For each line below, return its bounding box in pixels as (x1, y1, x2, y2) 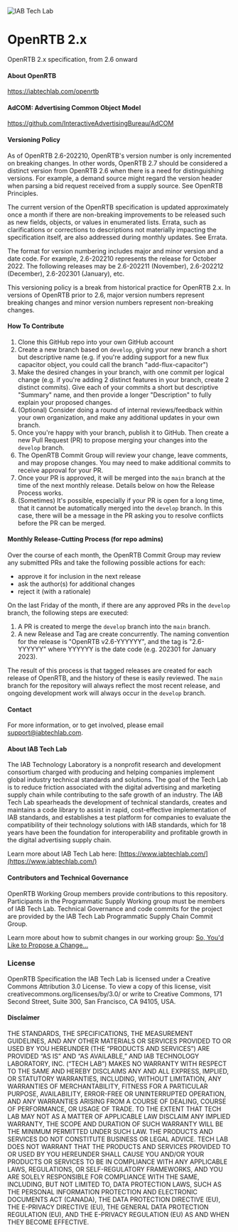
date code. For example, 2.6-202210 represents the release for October (7, 254, 217, 263)
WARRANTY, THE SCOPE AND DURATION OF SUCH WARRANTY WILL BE (7, 1120, 224, 1128)
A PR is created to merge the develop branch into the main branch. (17, 622, 211, 631)
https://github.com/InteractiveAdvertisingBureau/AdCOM (7, 119, 174, 128)
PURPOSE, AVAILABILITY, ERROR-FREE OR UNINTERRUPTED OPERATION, (7, 1090, 227, 1099)
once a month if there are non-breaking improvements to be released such (7, 210, 226, 219)
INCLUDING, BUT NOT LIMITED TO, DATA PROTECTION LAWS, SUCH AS (7, 1180, 222, 1189)
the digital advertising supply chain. (7, 836, 112, 844)
